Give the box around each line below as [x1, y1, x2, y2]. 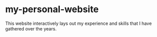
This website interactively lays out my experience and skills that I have [5, 20, 152, 26]
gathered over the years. [5, 25, 57, 31]
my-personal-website [5, 4, 99, 15]
